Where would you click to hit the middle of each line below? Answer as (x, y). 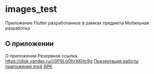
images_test (31, 9)
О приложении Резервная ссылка (41, 56)
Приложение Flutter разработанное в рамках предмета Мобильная (77, 23)
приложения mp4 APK (29, 66)
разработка (17, 28)
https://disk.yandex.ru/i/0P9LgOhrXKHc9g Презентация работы (72, 61)
